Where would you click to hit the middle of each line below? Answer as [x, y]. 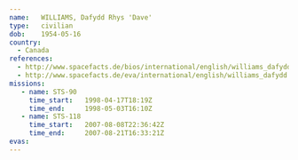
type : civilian [41, 26]
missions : [27, 84]
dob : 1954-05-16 [45, 34]
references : [31, 59]
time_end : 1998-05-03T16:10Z [90, 108]
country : [25, 42]
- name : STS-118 [51, 116]
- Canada [33, 51]
